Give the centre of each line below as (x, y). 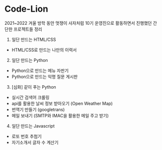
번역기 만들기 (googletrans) (38, 109)
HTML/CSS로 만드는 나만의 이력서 (44, 50)
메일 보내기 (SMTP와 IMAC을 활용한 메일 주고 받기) (60, 115)
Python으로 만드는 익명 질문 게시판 (45, 76)
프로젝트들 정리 (28, 29)
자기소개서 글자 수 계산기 (35, 142)
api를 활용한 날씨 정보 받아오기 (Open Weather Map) (62, 103)
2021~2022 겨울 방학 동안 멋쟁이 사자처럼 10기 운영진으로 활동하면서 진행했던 (78, 23)
